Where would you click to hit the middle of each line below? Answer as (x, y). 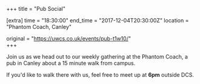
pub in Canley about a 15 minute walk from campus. (71, 63)
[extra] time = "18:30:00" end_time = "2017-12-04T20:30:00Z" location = (98, 20)
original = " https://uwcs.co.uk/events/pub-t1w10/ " (69, 38)
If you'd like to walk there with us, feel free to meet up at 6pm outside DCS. (100, 75)
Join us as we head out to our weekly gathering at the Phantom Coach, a (97, 57)
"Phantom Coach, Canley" (39, 27)
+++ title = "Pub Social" (36, 9)
